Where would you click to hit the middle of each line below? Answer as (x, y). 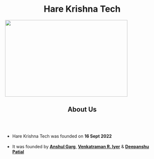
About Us (82, 110)
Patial (18, 152)
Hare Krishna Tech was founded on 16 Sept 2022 (62, 136)
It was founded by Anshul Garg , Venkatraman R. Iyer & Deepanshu (80, 146)
